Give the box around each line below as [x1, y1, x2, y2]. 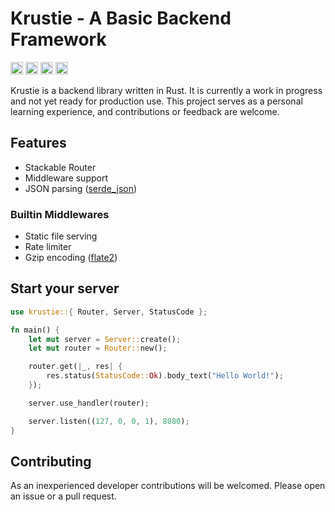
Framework [10, 28, 107, 51]
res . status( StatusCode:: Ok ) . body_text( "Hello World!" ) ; [46, 371, 284, 381]
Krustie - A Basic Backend [10, 7, 232, 30]
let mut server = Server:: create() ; [28, 334, 182, 344]
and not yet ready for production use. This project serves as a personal [10, 95, 303, 107]
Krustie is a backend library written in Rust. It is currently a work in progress [10, 84, 323, 96]
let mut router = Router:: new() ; [28, 343, 168, 354]
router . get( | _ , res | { [28, 362, 123, 372]
